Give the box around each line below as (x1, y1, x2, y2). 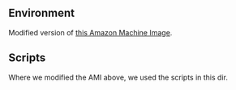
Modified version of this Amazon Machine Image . (8, 27, 173, 37)
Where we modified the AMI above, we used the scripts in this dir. (8, 72, 229, 82)
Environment (8, 6, 75, 20)
